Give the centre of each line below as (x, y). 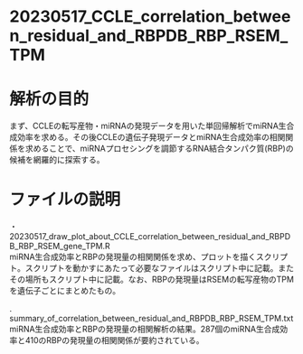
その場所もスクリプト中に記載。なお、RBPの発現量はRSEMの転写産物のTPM (151, 279)
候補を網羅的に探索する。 (57, 160)
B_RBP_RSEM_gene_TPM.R (60, 247)
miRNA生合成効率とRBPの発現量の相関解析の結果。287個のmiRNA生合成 (145, 329)
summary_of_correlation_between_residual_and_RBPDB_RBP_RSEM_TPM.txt (151, 319)
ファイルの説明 (65, 200)
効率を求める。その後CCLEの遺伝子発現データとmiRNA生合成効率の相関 (151, 137)
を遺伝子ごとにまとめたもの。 (65, 291)
